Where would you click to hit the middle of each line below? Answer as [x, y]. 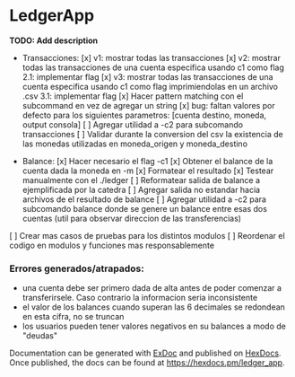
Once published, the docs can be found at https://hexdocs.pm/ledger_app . [147, 363]
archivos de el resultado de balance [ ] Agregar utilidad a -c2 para [144, 199]
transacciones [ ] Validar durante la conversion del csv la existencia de [153, 134]
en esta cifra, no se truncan [73, 317]
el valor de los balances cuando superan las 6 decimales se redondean [153, 307]
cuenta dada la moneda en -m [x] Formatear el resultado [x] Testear [148, 171]
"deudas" [40, 336]
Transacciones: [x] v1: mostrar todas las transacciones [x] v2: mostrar [151, 57]
